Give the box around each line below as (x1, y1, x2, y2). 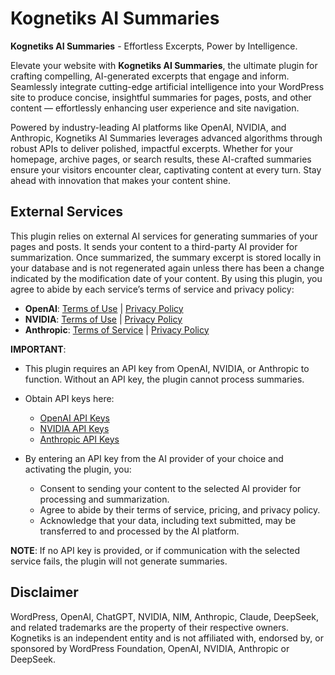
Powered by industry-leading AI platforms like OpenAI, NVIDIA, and (10, 121, 287, 133)
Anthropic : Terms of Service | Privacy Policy (24, 323, 210, 336)
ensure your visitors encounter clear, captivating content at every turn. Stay (10, 163, 322, 176)
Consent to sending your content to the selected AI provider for (39, 482, 302, 494)
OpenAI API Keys (39, 412, 110, 424)
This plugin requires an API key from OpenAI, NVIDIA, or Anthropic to (24, 362, 310, 374)
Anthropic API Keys (39, 433, 120, 445)
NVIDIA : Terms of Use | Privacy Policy (24, 313, 183, 325)
